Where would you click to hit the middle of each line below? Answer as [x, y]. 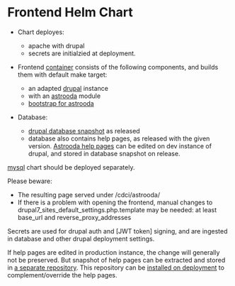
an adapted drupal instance [68, 88]
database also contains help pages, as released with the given [119, 138]
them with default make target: [62, 75]
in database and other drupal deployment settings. [81, 238]
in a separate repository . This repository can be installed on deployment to [116, 268]
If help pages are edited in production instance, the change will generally [114, 252]
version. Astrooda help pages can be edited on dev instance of [120, 145]
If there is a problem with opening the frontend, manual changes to [115, 202]
